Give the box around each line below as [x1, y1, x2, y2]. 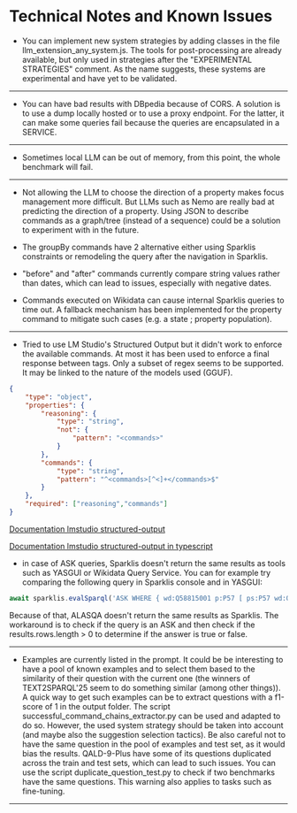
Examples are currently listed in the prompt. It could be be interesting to [21, 654, 284, 664]
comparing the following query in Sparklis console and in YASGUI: [21, 577, 263, 587]
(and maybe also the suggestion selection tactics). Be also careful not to [21, 729, 286, 740]
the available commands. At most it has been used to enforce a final [21, 348, 270, 359]
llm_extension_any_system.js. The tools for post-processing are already [21, 44, 283, 55]
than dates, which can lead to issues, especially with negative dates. [21, 277, 272, 288]
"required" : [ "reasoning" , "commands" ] [25, 500, 168, 509]
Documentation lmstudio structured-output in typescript [9, 541, 214, 551]
